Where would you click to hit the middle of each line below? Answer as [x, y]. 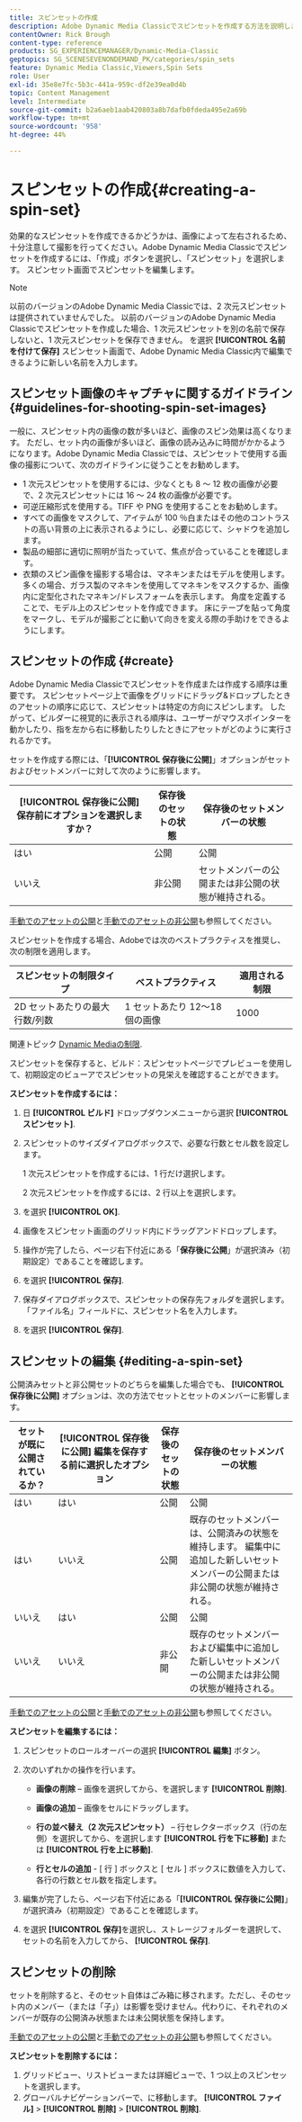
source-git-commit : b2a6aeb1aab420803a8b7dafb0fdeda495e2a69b [128, 110]
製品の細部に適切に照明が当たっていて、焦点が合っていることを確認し [151, 551]
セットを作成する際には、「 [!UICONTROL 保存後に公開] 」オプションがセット [150, 760]
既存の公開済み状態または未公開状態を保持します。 [134, 2018]
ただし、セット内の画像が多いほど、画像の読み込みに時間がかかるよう [156, 442]
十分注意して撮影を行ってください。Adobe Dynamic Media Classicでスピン [148, 247]
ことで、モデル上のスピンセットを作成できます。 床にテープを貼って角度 [156, 607]
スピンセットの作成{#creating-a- [133, 190]
